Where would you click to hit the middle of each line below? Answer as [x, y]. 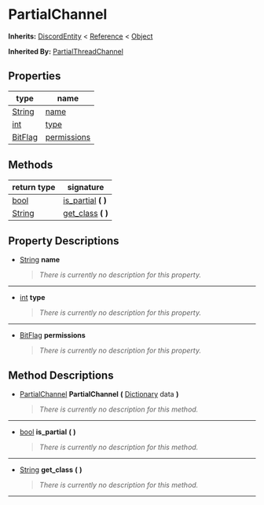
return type [34, 187]
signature [86, 187]
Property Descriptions [64, 241]
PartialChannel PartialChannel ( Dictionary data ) [99, 394]
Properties [35, 76]
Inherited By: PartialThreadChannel [66, 51]
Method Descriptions [61, 375]
